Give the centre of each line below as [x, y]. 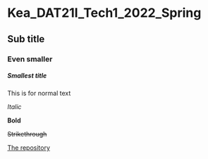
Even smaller [30, 59]
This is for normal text [39, 94]
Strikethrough [27, 134]
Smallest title [27, 76]
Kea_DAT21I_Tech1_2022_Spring [104, 13]
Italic [14, 107]
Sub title [26, 39]
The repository [29, 148]
